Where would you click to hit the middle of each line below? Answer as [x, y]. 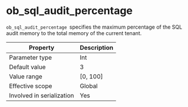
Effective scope [31, 86]
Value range [26, 76]
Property [42, 47]
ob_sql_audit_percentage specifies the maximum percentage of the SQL [94, 27]
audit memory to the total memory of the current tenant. [74, 33]
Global [89, 86]
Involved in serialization [42, 95]
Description [97, 47]
